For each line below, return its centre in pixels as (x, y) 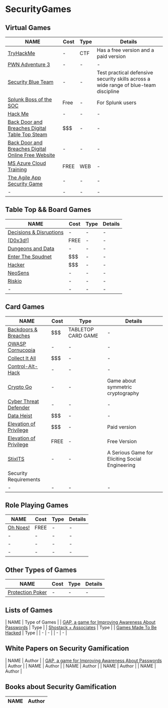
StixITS (16, 458)
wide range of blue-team (126, 85)
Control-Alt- (23, 366)
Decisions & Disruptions (36, 232)
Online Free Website (31, 155)
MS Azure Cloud (27, 163)
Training (17, 169)
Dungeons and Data (31, 248)
